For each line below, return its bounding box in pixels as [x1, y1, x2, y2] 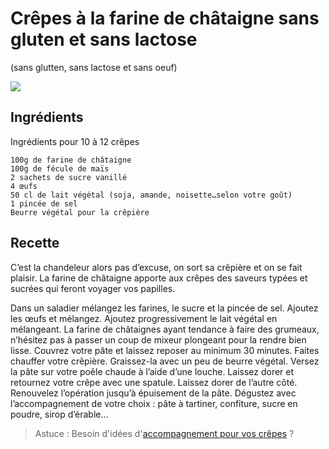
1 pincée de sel [10, 198, 78, 209]
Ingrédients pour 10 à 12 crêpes [10, 135, 140, 147]
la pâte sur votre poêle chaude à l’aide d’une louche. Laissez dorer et [10, 365, 295, 377]
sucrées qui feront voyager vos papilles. [10, 282, 176, 294]
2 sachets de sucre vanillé [10, 172, 128, 182]
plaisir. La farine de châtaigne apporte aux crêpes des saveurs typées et [10, 272, 308, 284]
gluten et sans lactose [10, 28, 198, 51]
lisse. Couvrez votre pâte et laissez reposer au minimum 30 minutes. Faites [10, 344, 320, 356]
